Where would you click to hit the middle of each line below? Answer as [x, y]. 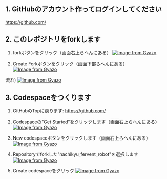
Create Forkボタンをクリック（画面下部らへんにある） [70, 64]
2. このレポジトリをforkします [53, 39]
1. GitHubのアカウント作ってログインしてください [84, 9]
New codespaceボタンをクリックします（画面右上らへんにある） [81, 138]
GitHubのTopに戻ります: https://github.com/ [59, 111]
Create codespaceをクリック [44, 171]
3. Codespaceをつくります [48, 98]
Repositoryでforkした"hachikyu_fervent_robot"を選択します [75, 154]
